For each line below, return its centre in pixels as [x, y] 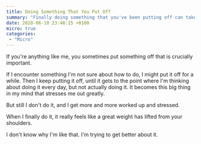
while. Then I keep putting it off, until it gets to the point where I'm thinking [98, 81]
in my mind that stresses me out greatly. [56, 94]
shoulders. [19, 123]
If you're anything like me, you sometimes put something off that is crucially [100, 56]
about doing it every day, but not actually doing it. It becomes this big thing [98, 87]
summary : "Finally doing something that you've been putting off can [95, 17]
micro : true [21, 28]
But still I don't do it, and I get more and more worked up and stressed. [93, 105]
